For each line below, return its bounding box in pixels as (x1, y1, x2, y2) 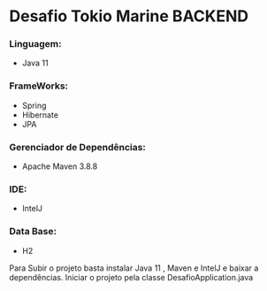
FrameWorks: (9, 80, 69, 92)
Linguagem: (9, 38, 62, 50)
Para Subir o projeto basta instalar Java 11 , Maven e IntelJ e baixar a (9, 263, 259, 273)
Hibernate (21, 109, 59, 120)
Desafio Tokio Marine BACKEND (9, 6, 249, 27)
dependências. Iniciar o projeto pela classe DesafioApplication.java (9, 272, 254, 282)
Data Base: (9, 226, 57, 238)
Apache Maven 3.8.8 (21, 161, 98, 172)
